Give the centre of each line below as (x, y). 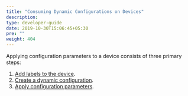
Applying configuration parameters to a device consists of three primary (94, 56)
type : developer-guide (34, 23)
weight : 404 (21, 39)
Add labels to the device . (45, 74)
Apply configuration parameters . (54, 86)
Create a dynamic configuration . (54, 80)
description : (22, 17)
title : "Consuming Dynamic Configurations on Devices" (75, 12)
